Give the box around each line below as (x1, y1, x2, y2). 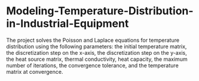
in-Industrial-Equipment (6, 17, 129, 30)
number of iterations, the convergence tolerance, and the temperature (6, 61, 179, 69)
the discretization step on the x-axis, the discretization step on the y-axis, (6, 49, 187, 56)
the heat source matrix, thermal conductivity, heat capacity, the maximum (6, 55, 188, 63)
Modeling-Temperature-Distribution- (6, 4, 194, 18)
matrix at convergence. (6, 68, 63, 75)
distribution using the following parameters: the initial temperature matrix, (6, 43, 187, 50)
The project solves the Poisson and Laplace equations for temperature (6, 36, 180, 43)
